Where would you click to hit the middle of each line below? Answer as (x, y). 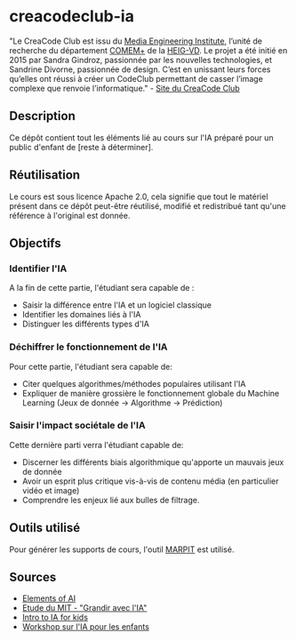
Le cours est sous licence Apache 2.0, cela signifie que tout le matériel (139, 196)
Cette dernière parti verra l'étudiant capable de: (96, 445)
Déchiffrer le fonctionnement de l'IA (88, 347)
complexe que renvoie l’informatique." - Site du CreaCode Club (124, 88)
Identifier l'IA (38, 268)
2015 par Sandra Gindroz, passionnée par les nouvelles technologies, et (141, 60)
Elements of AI (49, 598)
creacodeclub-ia (72, 16)
